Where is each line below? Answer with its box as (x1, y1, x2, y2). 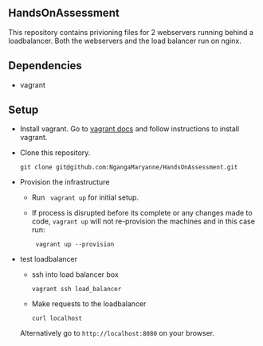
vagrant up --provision (35, 240, 115, 249)
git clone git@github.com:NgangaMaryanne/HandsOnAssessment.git (19, 163, 238, 172)
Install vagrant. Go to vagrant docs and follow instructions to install (19, 124, 240, 134)
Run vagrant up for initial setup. (31, 192, 139, 202)
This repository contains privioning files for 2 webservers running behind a (8, 27, 253, 37)
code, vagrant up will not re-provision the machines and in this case (31, 216, 255, 226)
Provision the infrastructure (19, 177, 110, 187)
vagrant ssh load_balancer (31, 286, 122, 294)
